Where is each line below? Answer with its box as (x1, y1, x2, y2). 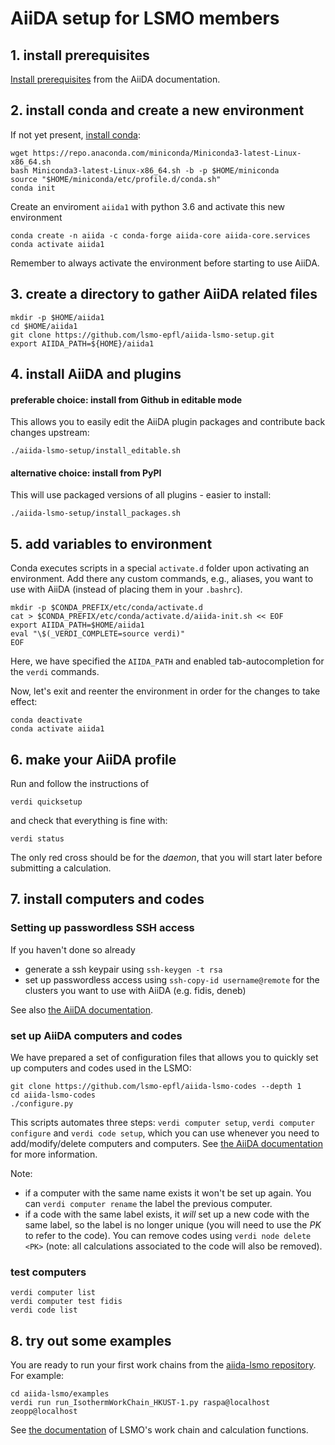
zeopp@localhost (10, 1407, 78, 1417)
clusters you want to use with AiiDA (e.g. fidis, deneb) (24, 984, 247, 996)
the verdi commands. (10, 666, 100, 678)
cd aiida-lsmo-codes (10, 1090, 97, 1101)
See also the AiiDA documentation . (10, 1003, 154, 1016)
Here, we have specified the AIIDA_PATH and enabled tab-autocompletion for (10, 655, 325, 667)
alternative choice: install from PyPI (10, 467, 162, 479)
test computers (10, 1265, 87, 1279)
